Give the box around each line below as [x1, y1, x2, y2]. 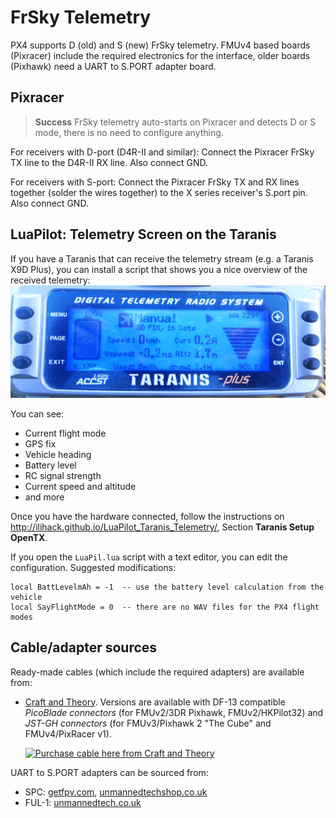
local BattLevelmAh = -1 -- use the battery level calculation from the [10, 582, 325, 592]
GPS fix [24, 437, 57, 450]
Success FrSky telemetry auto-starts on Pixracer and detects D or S [34, 116, 317, 128]
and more [24, 491, 65, 503]
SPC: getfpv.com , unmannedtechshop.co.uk [24, 786, 208, 798]
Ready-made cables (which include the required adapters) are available [10, 666, 305, 678]
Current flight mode [24, 427, 107, 439]
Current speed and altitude [24, 480, 137, 492]
